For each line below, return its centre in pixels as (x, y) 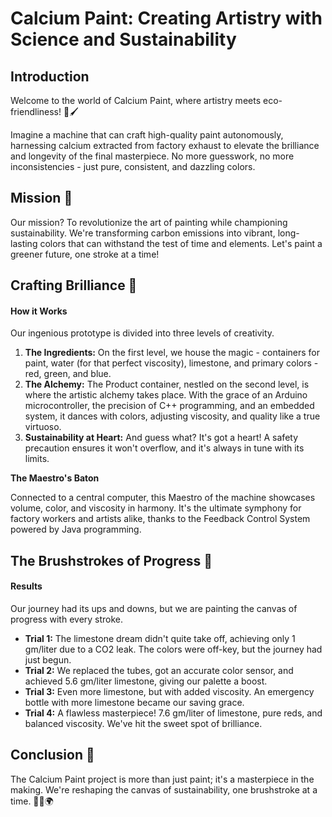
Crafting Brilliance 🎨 (74, 285)
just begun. (48, 660)
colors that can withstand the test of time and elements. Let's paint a (181, 243)
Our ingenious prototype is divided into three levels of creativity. (142, 333)
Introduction (50, 76)
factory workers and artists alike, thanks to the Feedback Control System (160, 519)
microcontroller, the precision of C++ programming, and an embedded (169, 406)
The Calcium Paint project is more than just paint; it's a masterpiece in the (162, 779)
